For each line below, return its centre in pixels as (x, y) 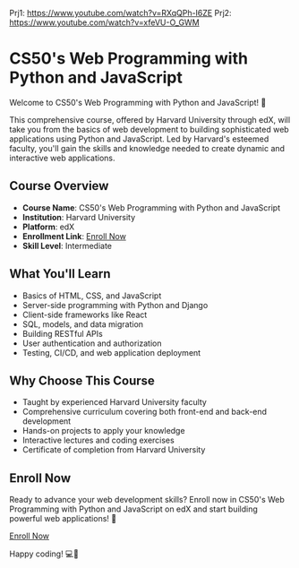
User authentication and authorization (92, 343)
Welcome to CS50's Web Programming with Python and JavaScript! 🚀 (138, 102)
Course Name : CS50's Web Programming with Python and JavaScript (151, 207)
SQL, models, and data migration (83, 324)
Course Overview (59, 186)
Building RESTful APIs (62, 333)
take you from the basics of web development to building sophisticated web (149, 129)
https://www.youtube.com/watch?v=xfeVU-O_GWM (104, 22)
